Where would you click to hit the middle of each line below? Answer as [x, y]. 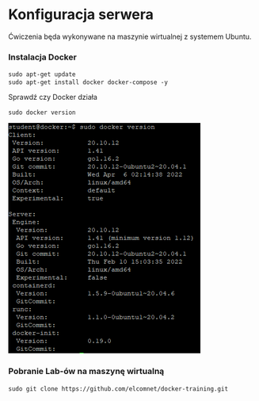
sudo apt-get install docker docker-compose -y [88, 82]
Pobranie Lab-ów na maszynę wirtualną [86, 372]
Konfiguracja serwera [81, 15]
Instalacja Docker [42, 57]
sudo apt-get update [42, 74]
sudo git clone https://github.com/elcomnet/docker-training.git [118, 389]
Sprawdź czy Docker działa [53, 97]
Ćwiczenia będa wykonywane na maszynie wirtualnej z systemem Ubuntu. [130, 36]
